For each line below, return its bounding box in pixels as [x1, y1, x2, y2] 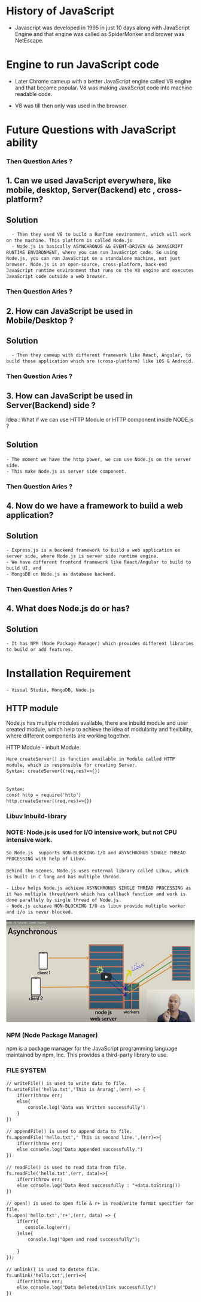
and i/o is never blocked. [6, 909, 74, 916]
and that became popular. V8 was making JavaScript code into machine [14, 84, 193, 91]
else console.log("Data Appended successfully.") [17, 1147, 144, 1153]
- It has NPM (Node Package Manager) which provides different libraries [6, 641, 194, 647]
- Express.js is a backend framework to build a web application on [6, 547, 181, 553]
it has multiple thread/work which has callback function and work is [6, 891, 186, 898]
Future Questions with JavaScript [6, 123, 176, 137]
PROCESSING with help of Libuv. [6, 856, 87, 862]
